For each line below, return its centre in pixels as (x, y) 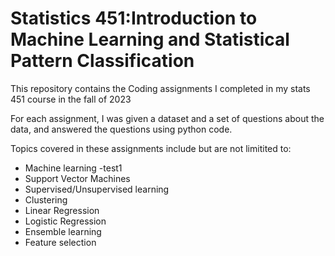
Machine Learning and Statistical (150, 39)
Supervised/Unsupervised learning (97, 189)
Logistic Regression (65, 221)
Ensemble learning (63, 231)
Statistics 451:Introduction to (134, 18)
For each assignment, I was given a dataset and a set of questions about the (167, 118)
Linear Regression (62, 210)
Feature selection (60, 242)
